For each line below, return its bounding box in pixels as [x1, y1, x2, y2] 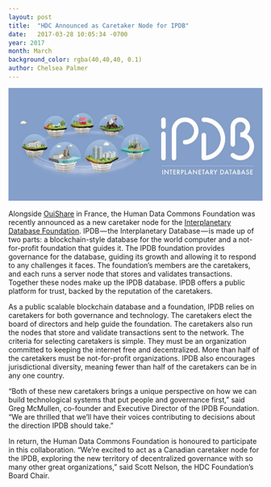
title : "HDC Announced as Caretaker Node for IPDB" [8, 21, 190, 30]
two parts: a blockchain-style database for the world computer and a [8, 235, 237, 244]
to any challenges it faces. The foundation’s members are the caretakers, [8, 260, 251, 270]
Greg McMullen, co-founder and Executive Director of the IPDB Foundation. [8, 403, 260, 413]
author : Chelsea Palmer [8, 65, 89, 73]
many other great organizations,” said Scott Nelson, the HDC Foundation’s [8, 462, 254, 472]
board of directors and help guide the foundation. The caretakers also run [8, 319, 253, 328]
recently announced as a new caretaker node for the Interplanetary [8, 217, 231, 227]
